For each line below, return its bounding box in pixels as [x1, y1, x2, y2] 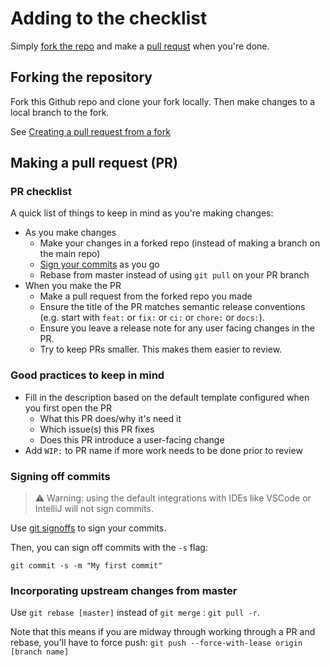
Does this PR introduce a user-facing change [39, 433, 225, 446]
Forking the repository [10, 69, 153, 86]
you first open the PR [24, 402, 112, 414]
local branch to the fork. [10, 106, 110, 118]
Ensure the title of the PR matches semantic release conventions [39, 301, 306, 313]
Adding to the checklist [10, 7, 208, 30]
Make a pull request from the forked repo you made [39, 290, 253, 302]
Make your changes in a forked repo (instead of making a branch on [39, 237, 321, 249]
